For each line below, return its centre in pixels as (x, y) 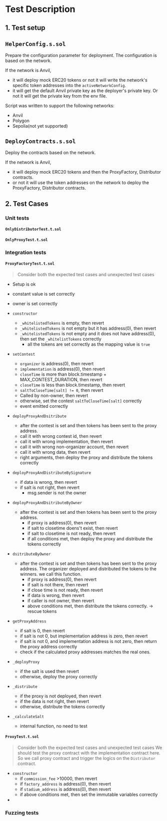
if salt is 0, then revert (42, 630)
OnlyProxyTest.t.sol (27, 240)
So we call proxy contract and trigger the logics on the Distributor (86, 758)
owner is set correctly (35, 303)
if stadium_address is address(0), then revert (65, 789)
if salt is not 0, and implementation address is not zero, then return (88, 641)
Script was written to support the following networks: (60, 106)
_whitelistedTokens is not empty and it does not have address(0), (87, 333)
